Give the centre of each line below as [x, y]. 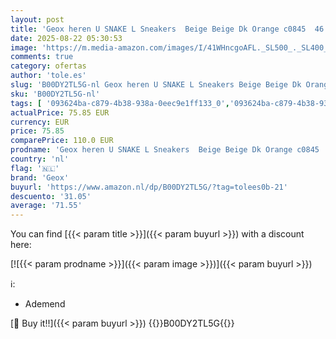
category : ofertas [48, 66]
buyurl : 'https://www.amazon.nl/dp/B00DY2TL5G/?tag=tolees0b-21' [149, 187]
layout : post [37, 19]
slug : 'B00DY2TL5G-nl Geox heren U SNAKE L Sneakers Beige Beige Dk [156, 85]
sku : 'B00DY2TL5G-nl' [55, 94]
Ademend [45, 304]
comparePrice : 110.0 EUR [62, 141]
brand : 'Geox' [40, 177]
